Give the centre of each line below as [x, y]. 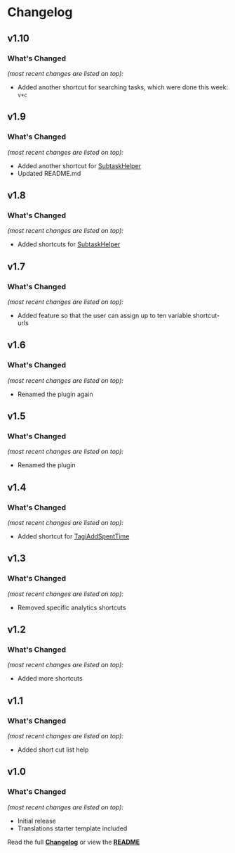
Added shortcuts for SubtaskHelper [69, 244]
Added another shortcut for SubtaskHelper [79, 165]
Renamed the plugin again [55, 394]
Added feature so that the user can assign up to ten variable [104, 315]
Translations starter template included [72, 828]
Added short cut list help [53, 750]
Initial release [36, 821]
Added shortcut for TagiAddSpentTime [73, 536]
